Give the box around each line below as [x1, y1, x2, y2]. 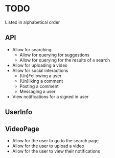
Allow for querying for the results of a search [19, 57, 110, 63]
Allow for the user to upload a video [12, 143, 85, 149]
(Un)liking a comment [19, 78, 63, 84]
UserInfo [5, 108, 33, 116]
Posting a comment [19, 83, 59, 89]
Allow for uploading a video [12, 62, 68, 68]
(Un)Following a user [19, 72, 62, 79]
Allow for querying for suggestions [19, 52, 90, 58]
